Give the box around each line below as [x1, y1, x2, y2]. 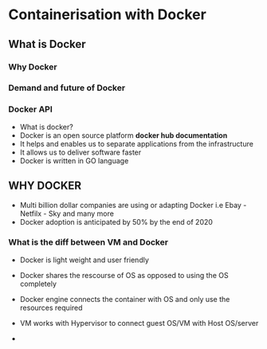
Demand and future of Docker [8, 82, 126, 93]
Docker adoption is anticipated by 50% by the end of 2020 [19, 217, 214, 226]
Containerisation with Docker [8, 6, 207, 24]
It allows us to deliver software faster [19, 147, 142, 157]
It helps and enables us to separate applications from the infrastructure [19, 139, 253, 148]
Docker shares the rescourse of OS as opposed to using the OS [19, 270, 229, 280]
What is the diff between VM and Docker [8, 237, 169, 248]
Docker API [8, 104, 53, 115]
